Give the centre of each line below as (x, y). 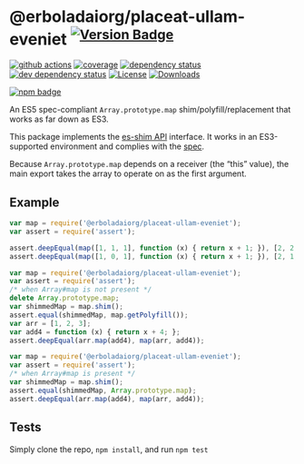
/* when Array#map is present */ (73, 374)
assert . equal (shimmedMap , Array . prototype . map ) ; (103, 390)
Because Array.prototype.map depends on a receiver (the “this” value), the (149, 164)
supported (29, 146)
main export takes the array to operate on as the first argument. (128, 173)
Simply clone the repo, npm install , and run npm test (109, 449)
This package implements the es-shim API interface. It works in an (133, 137)
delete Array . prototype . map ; (64, 298)
